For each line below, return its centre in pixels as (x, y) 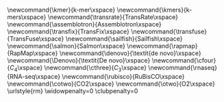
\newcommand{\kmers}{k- (154, 10)
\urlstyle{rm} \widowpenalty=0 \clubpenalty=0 (73, 90)
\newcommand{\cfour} (184, 60)
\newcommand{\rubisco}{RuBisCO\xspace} (123, 76)
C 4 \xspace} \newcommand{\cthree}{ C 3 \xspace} (78, 69)
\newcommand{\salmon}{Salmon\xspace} (66, 46)
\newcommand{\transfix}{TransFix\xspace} (69, 31)
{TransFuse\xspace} (36, 39)
